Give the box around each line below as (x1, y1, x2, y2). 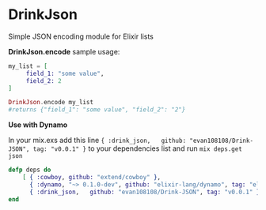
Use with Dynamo (8, 120, 68, 129)
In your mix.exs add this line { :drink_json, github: (8, 136, 187, 145)
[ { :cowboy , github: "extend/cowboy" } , (22, 174, 161, 182)
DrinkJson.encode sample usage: (8, 47, 120, 56)
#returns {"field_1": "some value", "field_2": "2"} (8, 106, 186, 114)
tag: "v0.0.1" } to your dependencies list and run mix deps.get (32, 144, 243, 153)
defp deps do (8, 166, 51, 174)
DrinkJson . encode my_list (8, 99, 93, 107)
